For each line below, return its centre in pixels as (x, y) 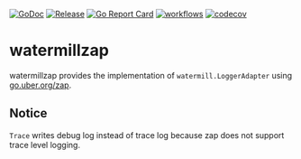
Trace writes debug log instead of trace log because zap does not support (147, 135)
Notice (28, 113)
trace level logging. (45, 145)
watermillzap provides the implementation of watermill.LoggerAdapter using (151, 75)
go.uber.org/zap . (41, 85)
